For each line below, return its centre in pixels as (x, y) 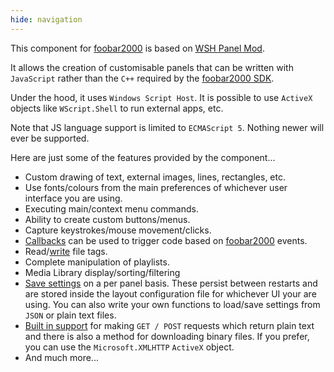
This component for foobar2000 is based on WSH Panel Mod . (137, 48)
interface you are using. (73, 198)
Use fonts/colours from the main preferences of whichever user (156, 187)
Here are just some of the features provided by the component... (143, 157)
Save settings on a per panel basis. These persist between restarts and (171, 283)
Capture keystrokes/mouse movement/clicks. (118, 230)
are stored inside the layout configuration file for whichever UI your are (170, 293)
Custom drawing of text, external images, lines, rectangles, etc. (155, 177)
